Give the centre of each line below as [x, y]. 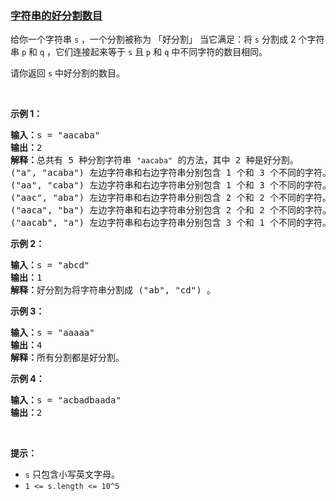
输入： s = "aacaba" [55, 135]
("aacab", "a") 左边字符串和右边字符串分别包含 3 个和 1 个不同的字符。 [171, 223]
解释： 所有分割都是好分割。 [67, 358]
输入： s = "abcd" [50, 265]
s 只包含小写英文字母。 [72, 474]
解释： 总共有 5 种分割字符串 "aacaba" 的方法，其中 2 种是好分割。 [154, 160]
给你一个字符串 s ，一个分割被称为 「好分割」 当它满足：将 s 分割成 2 [153, 39]
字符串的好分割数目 [56, 15]
